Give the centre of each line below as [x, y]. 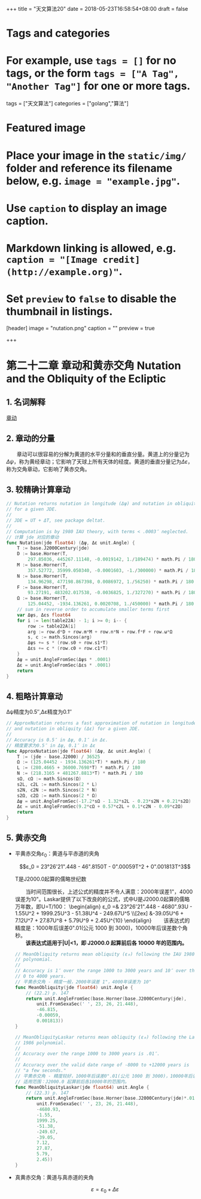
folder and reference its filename [89, 168]
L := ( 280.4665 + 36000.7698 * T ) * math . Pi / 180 [79, 768]
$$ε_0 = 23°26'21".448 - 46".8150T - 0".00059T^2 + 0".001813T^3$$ [105, 866]
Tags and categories [58, 33]
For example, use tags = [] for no [91, 61]
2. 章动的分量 [31, 439]
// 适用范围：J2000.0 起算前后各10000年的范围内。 [72, 1082]
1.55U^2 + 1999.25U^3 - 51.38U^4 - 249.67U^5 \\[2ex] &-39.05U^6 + [99, 913]
